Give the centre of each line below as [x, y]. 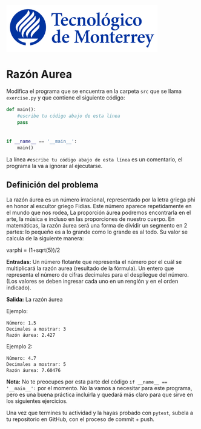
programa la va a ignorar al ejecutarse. [54, 166]
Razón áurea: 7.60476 [34, 370]
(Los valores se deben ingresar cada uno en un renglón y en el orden [92, 281]
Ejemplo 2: [20, 346]
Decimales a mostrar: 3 [36, 329]
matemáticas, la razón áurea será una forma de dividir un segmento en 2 [97, 225]
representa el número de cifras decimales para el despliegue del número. [98, 274]
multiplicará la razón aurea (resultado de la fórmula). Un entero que [90, 268]
